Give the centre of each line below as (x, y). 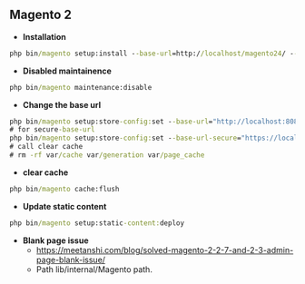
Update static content (64, 206)
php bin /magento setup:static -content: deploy (97, 223)
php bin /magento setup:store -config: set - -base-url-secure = (126, 138)
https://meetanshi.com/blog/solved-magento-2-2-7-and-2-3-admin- (165, 250)
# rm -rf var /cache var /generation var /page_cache (107, 155)
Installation (44, 36)
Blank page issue (55, 240)
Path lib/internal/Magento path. (94, 269)
